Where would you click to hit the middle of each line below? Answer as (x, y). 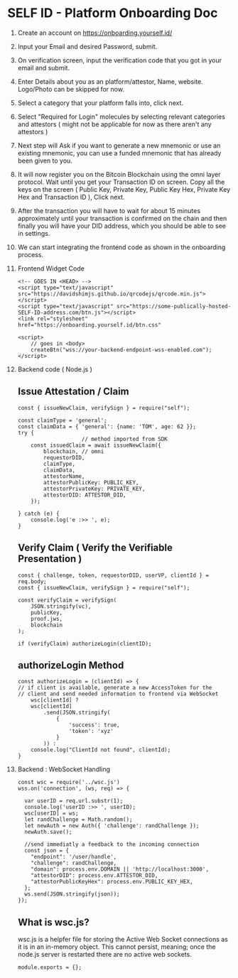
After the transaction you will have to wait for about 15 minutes (109, 210)
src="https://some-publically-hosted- (174, 306)
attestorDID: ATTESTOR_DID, (85, 495)
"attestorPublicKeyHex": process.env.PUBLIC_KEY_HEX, (112, 882)
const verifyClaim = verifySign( (67, 600)
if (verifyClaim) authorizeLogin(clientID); (85, 643)
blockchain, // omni (74, 451)
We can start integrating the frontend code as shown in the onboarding (121, 247)
